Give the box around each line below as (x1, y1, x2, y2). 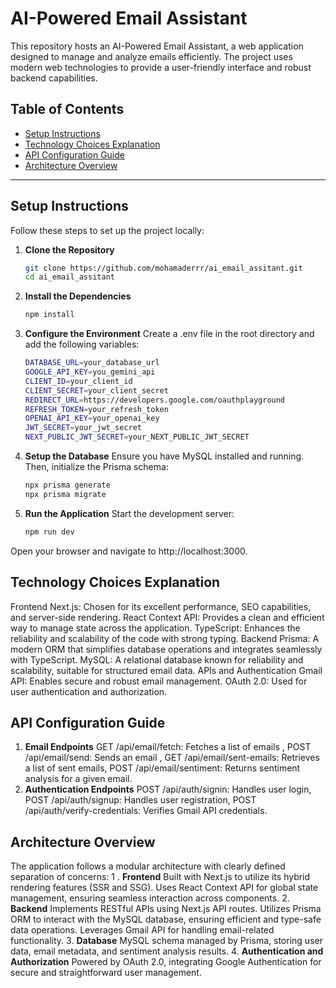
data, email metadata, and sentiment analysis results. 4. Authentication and (10, 945, 324, 957)
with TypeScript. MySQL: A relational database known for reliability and (10, 653, 304, 666)
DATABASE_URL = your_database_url (24, 358, 160, 368)
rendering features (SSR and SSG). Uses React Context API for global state (10, 882, 319, 894)
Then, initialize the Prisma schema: (24, 461, 169, 473)
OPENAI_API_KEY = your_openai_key (24, 413, 160, 424)
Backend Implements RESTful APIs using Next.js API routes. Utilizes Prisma (10, 903, 322, 915)
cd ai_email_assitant (24, 272, 115, 282)
